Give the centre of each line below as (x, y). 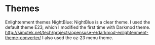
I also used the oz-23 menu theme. (77, 38)
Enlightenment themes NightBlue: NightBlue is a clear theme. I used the (78, 22)
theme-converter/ (23, 38)
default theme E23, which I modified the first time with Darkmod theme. (78, 27)
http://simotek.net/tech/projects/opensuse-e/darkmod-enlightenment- (77, 32)
